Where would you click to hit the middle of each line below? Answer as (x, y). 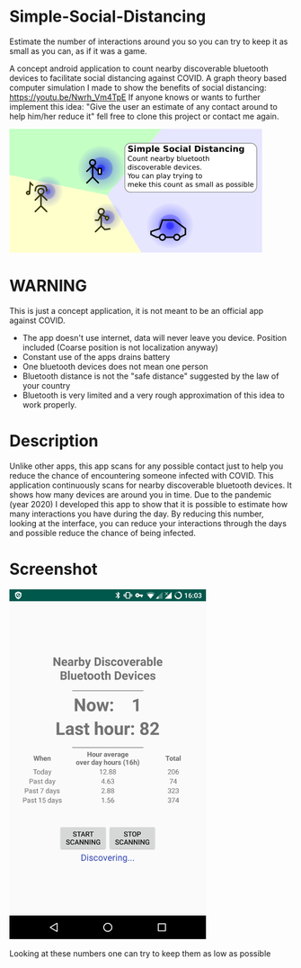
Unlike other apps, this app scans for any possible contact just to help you (146, 466)
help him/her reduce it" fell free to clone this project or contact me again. (144, 116)
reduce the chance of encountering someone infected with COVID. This (142, 475)
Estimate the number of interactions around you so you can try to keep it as (149, 41)
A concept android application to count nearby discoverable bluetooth (139, 68)
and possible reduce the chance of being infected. (102, 533)
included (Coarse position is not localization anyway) (120, 347)
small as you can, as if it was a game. (78, 50)
